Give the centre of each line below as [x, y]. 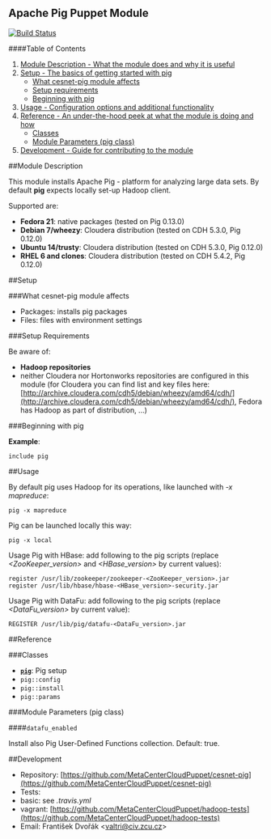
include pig [28, 456]
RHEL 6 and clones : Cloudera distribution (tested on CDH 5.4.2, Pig [132, 256]
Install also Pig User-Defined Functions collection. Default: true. [114, 743]
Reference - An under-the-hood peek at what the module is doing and [137, 116]
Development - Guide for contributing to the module [107, 150]
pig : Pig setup [43, 670]
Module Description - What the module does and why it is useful [127, 64]
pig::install [42, 688]
